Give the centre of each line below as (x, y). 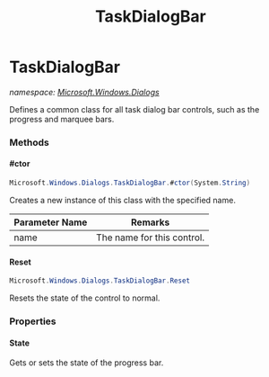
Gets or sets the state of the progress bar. (87, 363)
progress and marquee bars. (62, 119)
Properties (33, 321)
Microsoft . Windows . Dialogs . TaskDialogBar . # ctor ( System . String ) (130, 183)
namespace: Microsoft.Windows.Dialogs (84, 92)
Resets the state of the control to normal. (85, 298)
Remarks (151, 222)
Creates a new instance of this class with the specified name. (122, 200)
